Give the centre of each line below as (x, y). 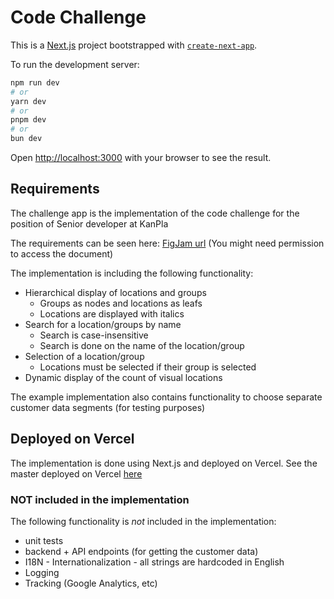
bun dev (26, 139)
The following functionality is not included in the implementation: (143, 521)
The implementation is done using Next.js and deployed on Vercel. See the (164, 463)
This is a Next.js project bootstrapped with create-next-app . (134, 45)
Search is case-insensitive (94, 335)
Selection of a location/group (84, 356)
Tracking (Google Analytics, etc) (91, 583)
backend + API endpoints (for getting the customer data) (141, 551)
